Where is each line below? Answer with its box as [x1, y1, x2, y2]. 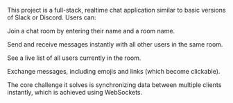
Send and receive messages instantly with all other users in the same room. [7, 40, 223, 48]
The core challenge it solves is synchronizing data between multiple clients [7, 81, 222, 89]
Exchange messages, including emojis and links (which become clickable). [7, 68, 221, 75]
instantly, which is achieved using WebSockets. [7, 88, 143, 96]
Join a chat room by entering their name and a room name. [7, 27, 175, 35]
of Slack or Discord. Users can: [7, 13, 96, 22]
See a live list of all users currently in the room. [7, 54, 141, 62]
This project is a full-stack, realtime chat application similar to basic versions [7, 6, 226, 14]
